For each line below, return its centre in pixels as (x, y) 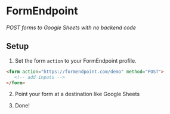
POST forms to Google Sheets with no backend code (71, 27)
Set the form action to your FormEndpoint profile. (75, 60)
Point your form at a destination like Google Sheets (77, 94)
